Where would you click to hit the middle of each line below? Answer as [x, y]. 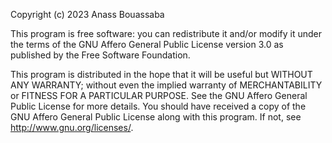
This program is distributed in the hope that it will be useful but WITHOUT [161, 74]
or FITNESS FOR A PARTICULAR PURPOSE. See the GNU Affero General [159, 95]
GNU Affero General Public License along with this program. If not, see [156, 117]
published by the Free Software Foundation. [100, 55]
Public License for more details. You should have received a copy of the [158, 106]
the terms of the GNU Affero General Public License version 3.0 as [147, 44]
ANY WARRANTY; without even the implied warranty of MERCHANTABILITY [166, 85]
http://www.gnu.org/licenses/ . [72, 127]
